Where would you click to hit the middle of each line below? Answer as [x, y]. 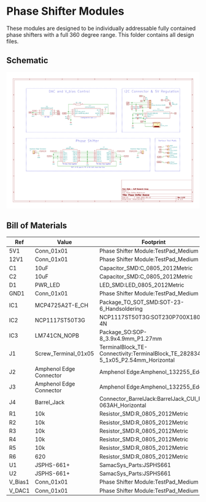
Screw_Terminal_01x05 [64, 354]
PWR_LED [47, 285]
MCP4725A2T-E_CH [62, 305]
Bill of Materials [37, 225]
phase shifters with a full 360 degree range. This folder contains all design [100, 34]
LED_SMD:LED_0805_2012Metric [142, 285]
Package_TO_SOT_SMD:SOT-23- [142, 302]
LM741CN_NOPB [57, 335]
